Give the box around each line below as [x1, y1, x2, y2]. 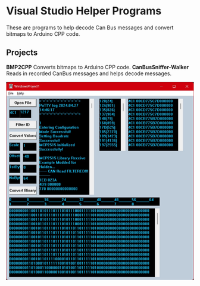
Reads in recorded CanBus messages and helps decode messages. [6, 70, 172, 77]
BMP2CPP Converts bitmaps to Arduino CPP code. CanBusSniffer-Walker [6, 63, 189, 70]
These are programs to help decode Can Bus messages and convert [6, 24, 174, 31]
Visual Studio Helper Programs [6, 4, 162, 18]
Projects [6, 48, 38, 58]
